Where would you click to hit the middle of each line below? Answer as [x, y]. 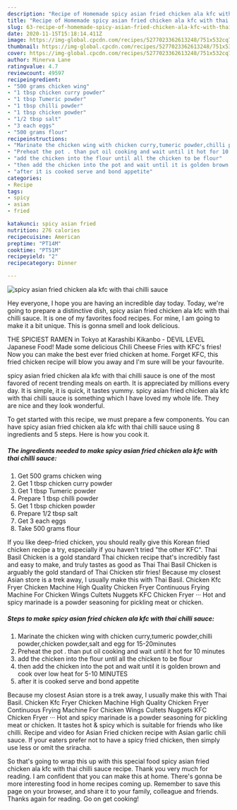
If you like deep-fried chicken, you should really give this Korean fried [109, 542]
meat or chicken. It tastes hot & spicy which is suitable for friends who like [115, 724]
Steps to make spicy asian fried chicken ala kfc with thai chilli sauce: [111, 618]
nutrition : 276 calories [44, 230]
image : [17, 40]
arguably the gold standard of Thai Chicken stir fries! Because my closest [114, 572]
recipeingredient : [34, 80]
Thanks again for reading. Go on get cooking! [73, 799]
